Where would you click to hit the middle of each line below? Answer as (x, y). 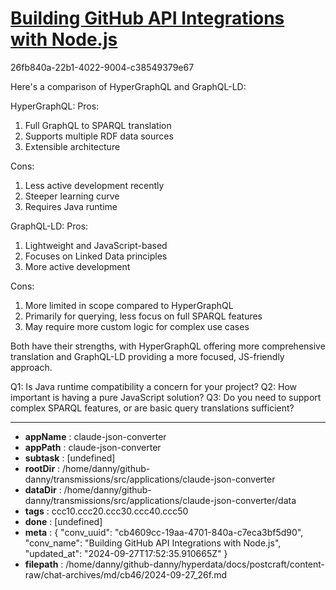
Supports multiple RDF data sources (99, 136)
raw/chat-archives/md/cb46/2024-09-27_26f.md (126, 574)
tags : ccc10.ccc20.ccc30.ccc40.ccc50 (106, 511)
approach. (31, 367)
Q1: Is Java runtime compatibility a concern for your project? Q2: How (154, 386)
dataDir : (43, 489)
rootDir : (42, 468)
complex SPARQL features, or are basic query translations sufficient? (152, 408)
